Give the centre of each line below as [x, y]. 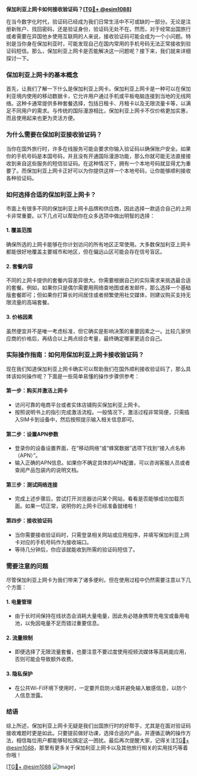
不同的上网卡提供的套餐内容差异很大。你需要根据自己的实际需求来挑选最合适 [98, 280]
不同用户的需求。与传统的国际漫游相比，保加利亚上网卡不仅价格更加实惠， [101, 111]
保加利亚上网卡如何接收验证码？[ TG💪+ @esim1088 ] [69, 9]
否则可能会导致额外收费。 [45, 659]
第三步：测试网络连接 [32, 484]
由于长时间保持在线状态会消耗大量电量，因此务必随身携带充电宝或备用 [99, 616]
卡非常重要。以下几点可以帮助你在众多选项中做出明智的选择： [81, 216]
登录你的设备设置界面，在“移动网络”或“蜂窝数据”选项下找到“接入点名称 [100, 448]
